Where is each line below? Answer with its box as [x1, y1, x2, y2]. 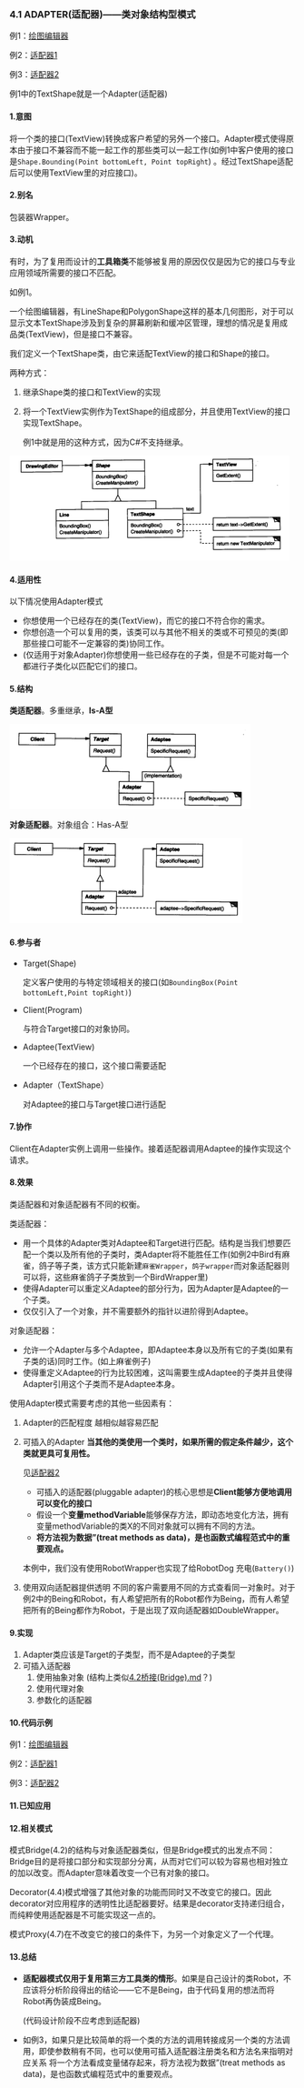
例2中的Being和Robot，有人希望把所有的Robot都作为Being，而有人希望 [22, 1593, 289, 1604]
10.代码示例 [9, 1717, 53, 1728]
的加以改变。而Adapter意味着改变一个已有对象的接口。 [9, 1867, 215, 1879]
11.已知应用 [9, 1800, 52, 1811]
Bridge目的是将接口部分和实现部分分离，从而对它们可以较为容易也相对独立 [9, 1856, 289, 1867]
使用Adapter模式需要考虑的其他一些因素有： [9, 1398, 175, 1409]
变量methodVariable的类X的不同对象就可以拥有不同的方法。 [35, 1521, 260, 1531]
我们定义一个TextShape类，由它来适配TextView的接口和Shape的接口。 [9, 347, 275, 358]
